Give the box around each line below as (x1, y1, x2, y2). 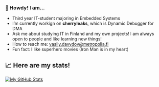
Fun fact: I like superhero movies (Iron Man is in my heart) (12, 46, 129, 52)
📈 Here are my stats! (5, 61, 70, 70)
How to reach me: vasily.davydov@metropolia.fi (12, 41, 109, 47)
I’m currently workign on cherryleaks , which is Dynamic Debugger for (12, 20, 154, 26)
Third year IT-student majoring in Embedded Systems (12, 16, 120, 21)
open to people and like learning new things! (12, 36, 102, 42)
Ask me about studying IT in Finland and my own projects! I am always (12, 31, 154, 37)
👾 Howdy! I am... (5, 4, 45, 11)
